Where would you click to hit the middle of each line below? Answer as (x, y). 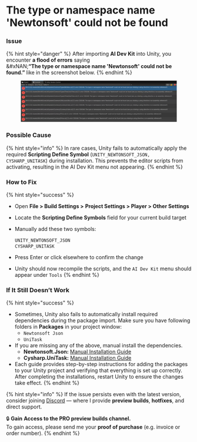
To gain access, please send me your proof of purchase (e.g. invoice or (93, 427)
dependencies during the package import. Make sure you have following (102, 320)
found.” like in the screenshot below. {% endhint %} (69, 73)
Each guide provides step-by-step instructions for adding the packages (101, 364)
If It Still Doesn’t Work (38, 290)
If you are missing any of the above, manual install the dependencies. (98, 346)
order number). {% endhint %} (43, 433)
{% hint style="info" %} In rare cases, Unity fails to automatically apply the (96, 148)
